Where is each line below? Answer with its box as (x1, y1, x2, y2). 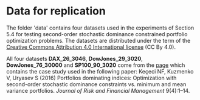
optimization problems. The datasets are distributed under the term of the (6, 37, 191, 44)
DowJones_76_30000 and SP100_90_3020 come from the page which (6, 61, 185, 69)
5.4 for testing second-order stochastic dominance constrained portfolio (6, 30, 188, 37)
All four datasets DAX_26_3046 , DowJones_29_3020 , (6, 55, 143, 62)
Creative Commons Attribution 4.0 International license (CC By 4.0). (6, 43, 176, 51)
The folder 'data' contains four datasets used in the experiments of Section (6, 24, 195, 31)
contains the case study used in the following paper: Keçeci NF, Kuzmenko (6, 67, 194, 75)
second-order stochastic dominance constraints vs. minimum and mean (6, 80, 187, 88)
